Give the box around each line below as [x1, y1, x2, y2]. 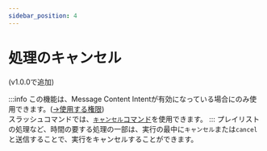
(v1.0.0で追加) [8, 77, 55, 87]
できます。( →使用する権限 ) [15, 104, 105, 113]
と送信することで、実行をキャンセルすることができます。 [8, 134, 198, 144]
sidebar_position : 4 [8, 11, 78, 20]
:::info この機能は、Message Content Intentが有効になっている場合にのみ [8, 94, 250, 104]
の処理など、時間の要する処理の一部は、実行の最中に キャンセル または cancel [8, 124, 258, 133]
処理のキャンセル [8, 49, 123, 67]
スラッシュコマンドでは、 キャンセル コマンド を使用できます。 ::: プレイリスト [8, 114, 261, 124]
